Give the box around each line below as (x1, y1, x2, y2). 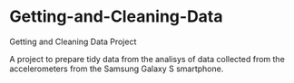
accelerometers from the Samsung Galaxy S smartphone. (9, 63, 224, 74)
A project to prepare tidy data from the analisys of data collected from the (9, 53, 286, 64)
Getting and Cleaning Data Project (9, 36, 137, 47)
